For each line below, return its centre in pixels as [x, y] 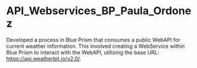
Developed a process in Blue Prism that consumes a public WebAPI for [93, 40]
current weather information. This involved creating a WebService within [96, 46]
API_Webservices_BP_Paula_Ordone [99, 11]
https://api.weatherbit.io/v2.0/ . [44, 59]
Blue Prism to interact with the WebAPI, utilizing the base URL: [83, 52]
